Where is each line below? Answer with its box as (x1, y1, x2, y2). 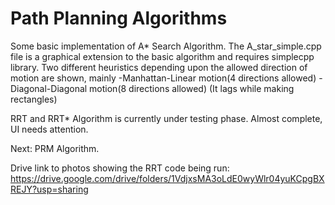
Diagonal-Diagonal (10, 82, 88, 94)
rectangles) (10, 93, 58, 105)
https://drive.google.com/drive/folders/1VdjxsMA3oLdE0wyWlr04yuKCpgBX (10, 172, 325, 184)
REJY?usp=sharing (10, 183, 89, 195)
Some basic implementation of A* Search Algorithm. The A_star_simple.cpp (10, 40, 322, 52)
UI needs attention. (10, 123, 89, 135)
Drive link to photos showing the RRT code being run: (10, 162, 230, 174)
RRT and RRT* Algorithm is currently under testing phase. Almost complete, (10, 112, 323, 124)
